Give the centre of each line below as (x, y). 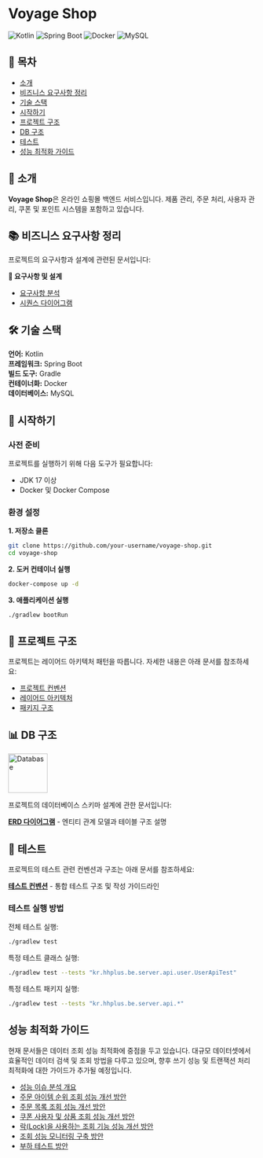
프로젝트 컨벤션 (43, 688)
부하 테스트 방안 (44, 1145)
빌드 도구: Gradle (35, 373)
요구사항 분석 (40, 293)
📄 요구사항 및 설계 (35, 277)
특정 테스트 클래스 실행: (44, 958)
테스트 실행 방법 (36, 909)
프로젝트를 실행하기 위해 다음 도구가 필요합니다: (80, 463)
